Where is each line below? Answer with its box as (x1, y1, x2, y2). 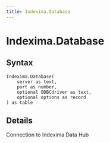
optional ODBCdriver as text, (17, 89, 92, 95)
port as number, (17, 84, 58, 90)
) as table (6, 99, 33, 106)
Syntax (6, 58, 33, 68)
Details (6, 116, 33, 126)
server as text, (17, 78, 58, 85)
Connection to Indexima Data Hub (6, 131, 89, 138)
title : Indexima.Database (6, 8, 70, 15)
